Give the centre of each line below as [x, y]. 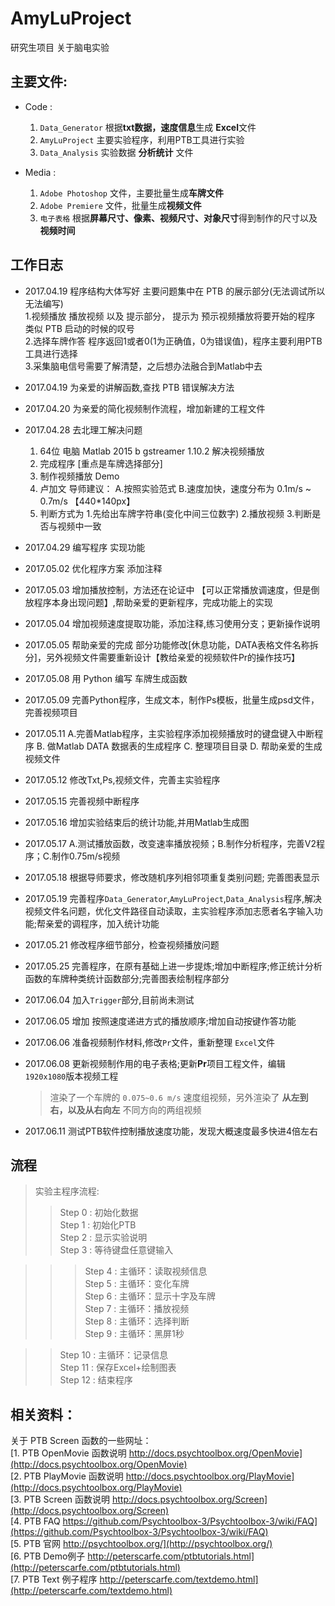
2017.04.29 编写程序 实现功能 [85, 547]
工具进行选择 [51, 353]
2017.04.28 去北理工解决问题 [83, 429]
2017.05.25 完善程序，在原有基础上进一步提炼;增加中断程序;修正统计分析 [173, 966]
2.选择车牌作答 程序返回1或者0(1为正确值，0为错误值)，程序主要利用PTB [173, 341]
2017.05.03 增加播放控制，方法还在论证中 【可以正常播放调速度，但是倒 [172, 589]
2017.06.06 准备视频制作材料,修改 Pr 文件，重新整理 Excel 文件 [149, 1042]
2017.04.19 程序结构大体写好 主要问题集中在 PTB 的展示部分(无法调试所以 [175, 291]
